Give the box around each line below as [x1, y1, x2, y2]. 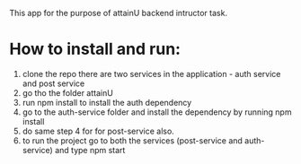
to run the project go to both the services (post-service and [22, 134, 243, 146]
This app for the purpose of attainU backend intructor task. [9, 8, 227, 18]
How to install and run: [9, 39, 181, 59]
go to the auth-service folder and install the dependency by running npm [22, 107, 292, 117]
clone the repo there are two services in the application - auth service [22, 68, 281, 79]
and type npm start [55, 144, 126, 155]
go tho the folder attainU [22, 87, 114, 98]
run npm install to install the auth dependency [22, 97, 192, 108]
